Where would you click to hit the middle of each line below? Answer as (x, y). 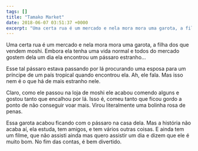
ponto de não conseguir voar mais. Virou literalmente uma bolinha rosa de (96, 105)
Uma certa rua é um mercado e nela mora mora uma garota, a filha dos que (98, 45)
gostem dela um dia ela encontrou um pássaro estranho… (76, 57)
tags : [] (17, 12)
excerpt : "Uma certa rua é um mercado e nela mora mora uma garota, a (95, 28)
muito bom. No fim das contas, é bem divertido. (64, 142)
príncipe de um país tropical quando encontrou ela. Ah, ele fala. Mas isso (95, 75)
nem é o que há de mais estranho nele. (53, 81)
